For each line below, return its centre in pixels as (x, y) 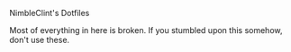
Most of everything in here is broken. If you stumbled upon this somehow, (146, 30)
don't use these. (40, 40)
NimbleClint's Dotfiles (50, 13)
